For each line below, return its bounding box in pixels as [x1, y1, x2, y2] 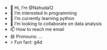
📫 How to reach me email [10, 26, 65, 32]
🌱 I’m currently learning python [10, 15, 75, 21]
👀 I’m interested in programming [10, 10, 77, 16]
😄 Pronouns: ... [10, 33, 43, 39]
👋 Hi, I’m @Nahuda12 [10, 5, 54, 10]
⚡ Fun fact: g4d [10, 39, 42, 45]
